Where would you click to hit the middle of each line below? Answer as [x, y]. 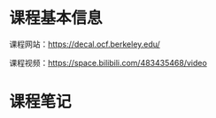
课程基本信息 [56, 18]
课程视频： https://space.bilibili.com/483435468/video [108, 63]
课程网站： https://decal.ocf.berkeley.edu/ [85, 44]
